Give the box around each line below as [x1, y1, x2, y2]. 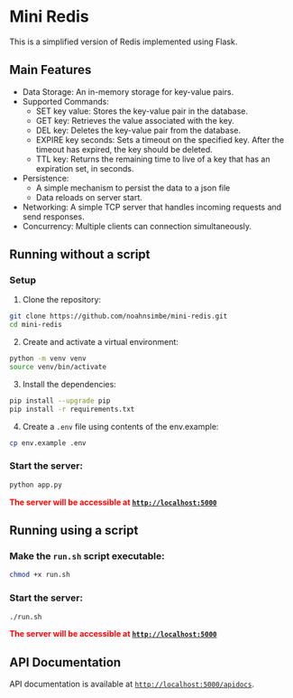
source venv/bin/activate [9, 363, 106, 372]
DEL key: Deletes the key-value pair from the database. [35, 125, 242, 135]
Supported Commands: [22, 96, 110, 107]
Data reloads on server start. [35, 191, 142, 202]
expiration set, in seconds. [35, 163, 134, 173]
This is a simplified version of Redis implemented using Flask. [9, 36, 238, 47]
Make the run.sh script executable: [9, 550, 165, 563]
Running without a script [9, 247, 151, 263]
